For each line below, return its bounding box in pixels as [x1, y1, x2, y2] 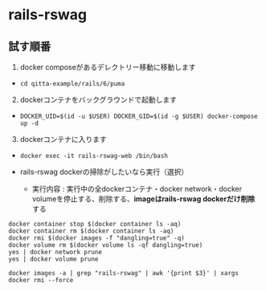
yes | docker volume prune [8, 255, 99, 263]
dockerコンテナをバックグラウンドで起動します [19, 95, 178, 104]
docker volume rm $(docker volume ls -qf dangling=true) [8, 241, 203, 249]
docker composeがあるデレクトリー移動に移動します [19, 63, 196, 71]
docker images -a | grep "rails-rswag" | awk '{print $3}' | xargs [8, 269, 239, 277]
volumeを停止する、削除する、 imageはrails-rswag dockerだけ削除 [31, 194, 256, 204]
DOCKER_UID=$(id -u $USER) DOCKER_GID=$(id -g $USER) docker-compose [19, 112, 259, 120]
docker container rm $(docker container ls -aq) [8, 227, 174, 235]
